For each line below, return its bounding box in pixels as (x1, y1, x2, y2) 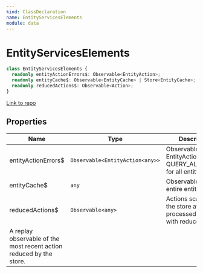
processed (166, 209, 196, 218)
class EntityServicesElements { (6, 66, 88, 72)
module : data (6, 20, 39, 26)
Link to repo (6, 99, 36, 106)
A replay (9, 227, 33, 235)
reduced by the (9, 249, 53, 258)
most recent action (9, 242, 63, 250)
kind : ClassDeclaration (6, 8, 66, 15)
